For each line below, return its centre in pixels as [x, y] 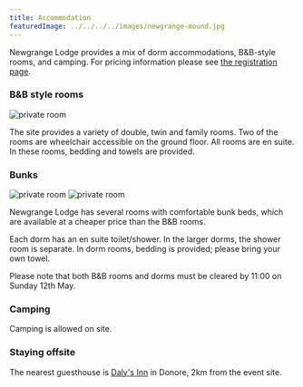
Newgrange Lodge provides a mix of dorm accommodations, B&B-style [143, 52]
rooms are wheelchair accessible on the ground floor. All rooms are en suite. [152, 141]
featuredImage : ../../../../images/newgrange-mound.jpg [117, 26]
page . [20, 71]
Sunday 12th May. [43, 285]
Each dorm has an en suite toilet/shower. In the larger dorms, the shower [145, 239]
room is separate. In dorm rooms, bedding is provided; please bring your [145, 249]
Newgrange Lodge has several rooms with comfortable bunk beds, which [147, 212]
